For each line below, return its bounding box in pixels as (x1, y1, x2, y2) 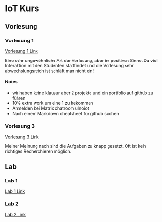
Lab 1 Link (5, 188, 25, 194)
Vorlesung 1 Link (5, 48, 38, 54)
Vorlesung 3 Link (5, 134, 39, 140)
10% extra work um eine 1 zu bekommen (12, 101, 93, 106)
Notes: (5, 79, 19, 85)
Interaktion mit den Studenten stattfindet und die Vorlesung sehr (5, 62, 134, 68)
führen (12, 95, 26, 101)
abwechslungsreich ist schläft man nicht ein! (5, 68, 94, 74)
